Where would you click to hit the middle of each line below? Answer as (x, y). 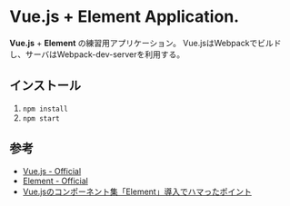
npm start (41, 118)
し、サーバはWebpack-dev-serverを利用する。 (97, 54)
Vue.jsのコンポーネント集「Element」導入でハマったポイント (137, 191)
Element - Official (55, 181)
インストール (45, 86)
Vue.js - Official (52, 171)
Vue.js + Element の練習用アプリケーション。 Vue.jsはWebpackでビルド (145, 43)
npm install (45, 109)
